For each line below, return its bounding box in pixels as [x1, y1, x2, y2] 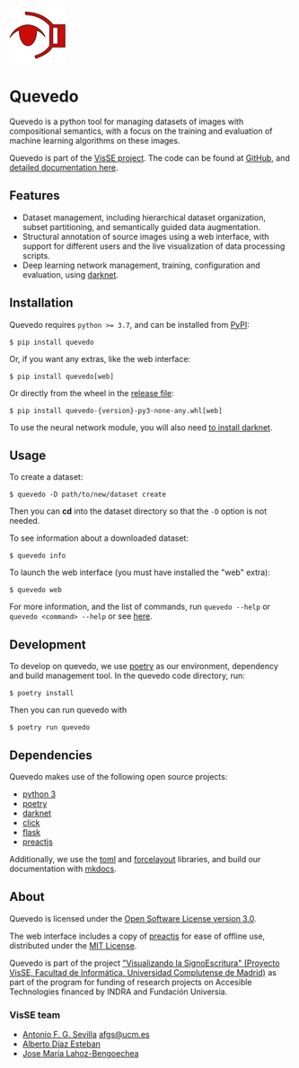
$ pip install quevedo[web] [9, 372, 115, 381]
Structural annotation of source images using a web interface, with [22, 231, 269, 242]
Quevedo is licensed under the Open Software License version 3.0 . [9, 913, 258, 923]
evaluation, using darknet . [22, 269, 119, 280]
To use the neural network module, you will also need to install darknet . [9, 421, 273, 433]
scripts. [22, 250, 51, 260]
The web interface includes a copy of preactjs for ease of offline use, [9, 931, 266, 941]
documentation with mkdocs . [9, 863, 117, 874]
